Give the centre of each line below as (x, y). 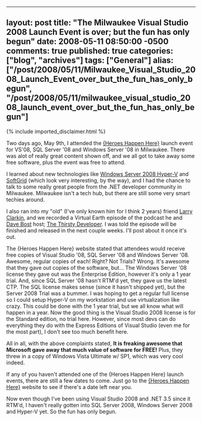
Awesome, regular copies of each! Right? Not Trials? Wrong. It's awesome (98, 261)
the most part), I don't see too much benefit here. (67, 331)
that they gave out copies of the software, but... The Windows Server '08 (97, 267)
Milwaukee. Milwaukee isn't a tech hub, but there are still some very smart (98, 193)
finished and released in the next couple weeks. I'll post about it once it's (96, 230)
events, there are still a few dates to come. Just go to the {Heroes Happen (98, 381)
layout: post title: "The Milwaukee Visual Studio (97, 23)
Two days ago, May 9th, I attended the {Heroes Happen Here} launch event (100, 143)
